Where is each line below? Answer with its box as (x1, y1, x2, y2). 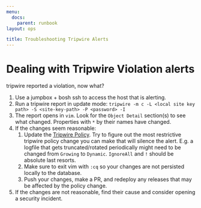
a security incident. (14, 195, 63, 202)
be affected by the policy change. (23, 182, 107, 189)
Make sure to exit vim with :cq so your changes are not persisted (23, 163, 185, 170)
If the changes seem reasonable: (14, 124, 97, 132)
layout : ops (6, 25, 36, 32)
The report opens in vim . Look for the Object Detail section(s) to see (14, 112, 186, 119)
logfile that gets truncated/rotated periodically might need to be (23, 144, 181, 151)
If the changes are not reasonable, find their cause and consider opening (14, 189, 196, 196)
